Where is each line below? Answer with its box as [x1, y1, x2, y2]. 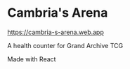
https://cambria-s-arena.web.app [7, 28, 104, 36]
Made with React [7, 54, 56, 63]
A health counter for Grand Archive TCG [7, 41, 124, 49]
